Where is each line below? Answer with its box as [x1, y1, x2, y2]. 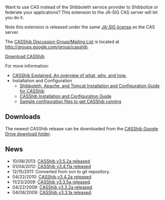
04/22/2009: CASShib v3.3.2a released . [12, 184, 93, 190]
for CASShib [19, 88, 45, 94]
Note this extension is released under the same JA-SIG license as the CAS [5, 24, 155, 30]
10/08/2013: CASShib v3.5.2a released [12, 158, 90, 164]
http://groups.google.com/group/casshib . [5, 44, 89, 50]
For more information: [5, 63, 49, 69]
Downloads [5, 113, 41, 121]
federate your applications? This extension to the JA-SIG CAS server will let [5, 9, 158, 15]
